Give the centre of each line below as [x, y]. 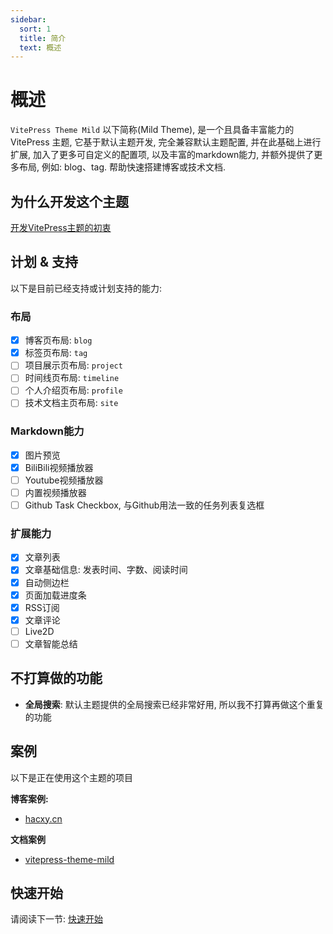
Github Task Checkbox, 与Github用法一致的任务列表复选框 [144, 505]
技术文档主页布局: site [71, 403]
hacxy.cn [43, 818]
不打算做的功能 [56, 678]
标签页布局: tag [56, 353]
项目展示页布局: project [73, 365]
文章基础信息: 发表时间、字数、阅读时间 [106, 570]
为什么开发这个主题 [69, 201]
